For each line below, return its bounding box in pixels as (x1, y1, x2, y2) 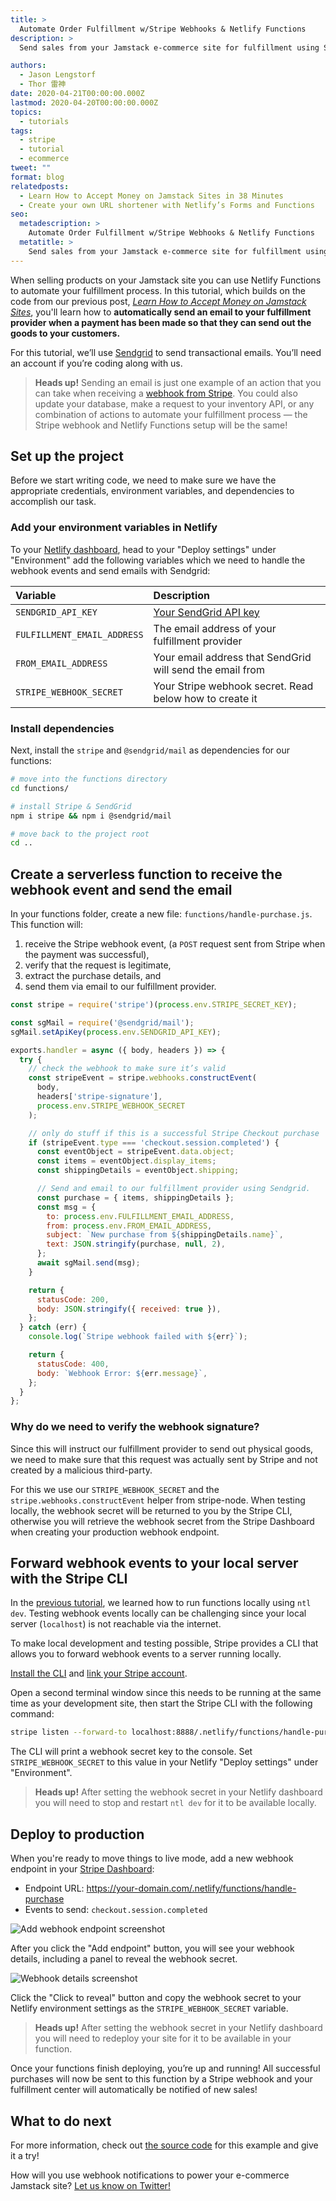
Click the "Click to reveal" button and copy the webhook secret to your (10, 1992, 302, 2004)
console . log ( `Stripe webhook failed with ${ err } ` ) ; (28, 1332, 248, 1342)
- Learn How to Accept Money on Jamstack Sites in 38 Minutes (19, 191, 284, 201)
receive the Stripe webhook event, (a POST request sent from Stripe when (24, 938, 326, 950)
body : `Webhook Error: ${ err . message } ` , (36, 1368, 208, 1378)
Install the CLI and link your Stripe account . (10, 1667, 188, 1680)
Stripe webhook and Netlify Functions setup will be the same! (34, 419, 288, 431)
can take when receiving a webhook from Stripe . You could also (34, 387, 298, 399)
